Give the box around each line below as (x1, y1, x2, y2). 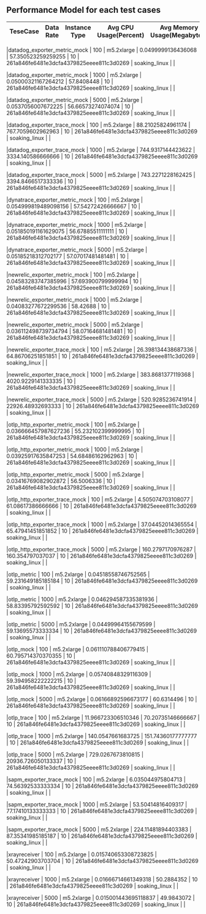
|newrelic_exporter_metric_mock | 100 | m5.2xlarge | (6, 270, 139, 278)
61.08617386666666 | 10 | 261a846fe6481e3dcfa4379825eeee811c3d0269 (6, 502, 197, 510)
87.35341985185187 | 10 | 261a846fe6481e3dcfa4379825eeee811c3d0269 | (6, 832, 198, 840)
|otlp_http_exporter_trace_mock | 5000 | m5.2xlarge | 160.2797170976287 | (6, 545, 196, 553)
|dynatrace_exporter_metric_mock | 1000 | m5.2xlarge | (6, 221, 147, 228)
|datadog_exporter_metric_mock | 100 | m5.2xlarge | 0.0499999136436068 (6, 46, 197, 53)
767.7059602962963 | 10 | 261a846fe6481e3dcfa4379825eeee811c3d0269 (6, 127, 198, 135)
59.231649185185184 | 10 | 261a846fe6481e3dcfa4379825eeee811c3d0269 (6, 577, 198, 585)
